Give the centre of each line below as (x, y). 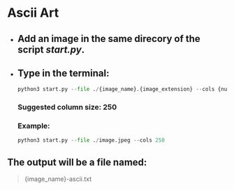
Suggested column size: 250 (67, 108)
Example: (34, 126)
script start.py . (51, 49)
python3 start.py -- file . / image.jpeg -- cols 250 (91, 140)
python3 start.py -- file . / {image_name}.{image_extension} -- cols (116, 89)
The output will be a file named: (77, 162)
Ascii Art (33, 13)
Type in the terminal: (63, 73)
